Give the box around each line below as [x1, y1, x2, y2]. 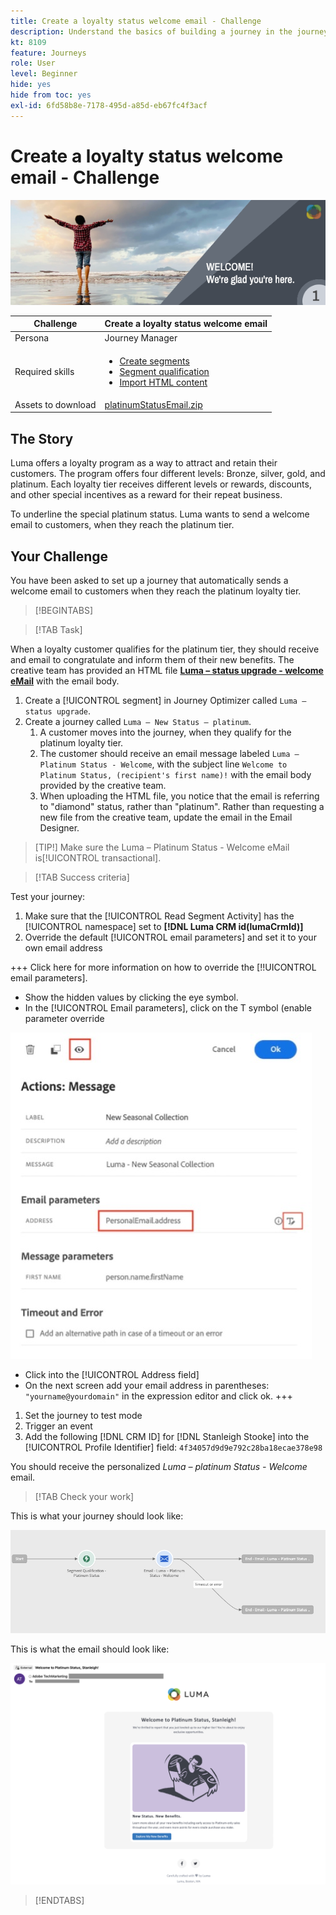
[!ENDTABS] [34, 1895, 85, 1907]
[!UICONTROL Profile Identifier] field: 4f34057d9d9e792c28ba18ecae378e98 [24, 1441, 323, 1453]
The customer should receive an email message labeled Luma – [39, 747, 300, 759]
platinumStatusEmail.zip [104, 398, 203, 410]
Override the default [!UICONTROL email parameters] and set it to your [24, 931, 317, 943]
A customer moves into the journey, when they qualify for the [39, 726, 292, 738]
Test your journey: [10, 890, 86, 902]
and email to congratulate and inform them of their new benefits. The [10, 653, 295, 665]
